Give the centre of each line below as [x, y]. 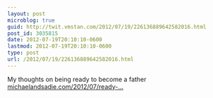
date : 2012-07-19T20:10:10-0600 [55, 40]
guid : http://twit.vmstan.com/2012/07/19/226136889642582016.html [107, 27]
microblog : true [31, 20]
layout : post [26, 14]
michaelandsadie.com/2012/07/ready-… [66, 86]
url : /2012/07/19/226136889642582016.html [71, 59]
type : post [23, 53]
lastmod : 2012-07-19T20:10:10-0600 [60, 46]
